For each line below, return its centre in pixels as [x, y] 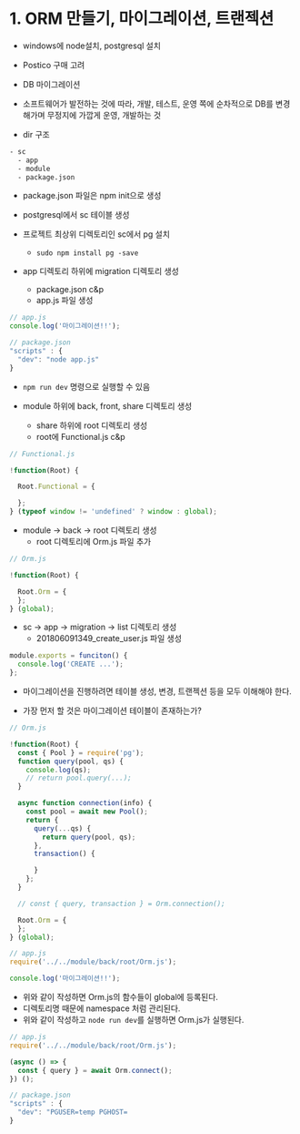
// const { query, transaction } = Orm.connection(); [121, 904]
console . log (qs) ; [59, 770]
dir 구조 [36, 134]
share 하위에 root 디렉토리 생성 [92, 425]
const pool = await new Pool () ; [87, 812]
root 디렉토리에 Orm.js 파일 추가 [94, 542]
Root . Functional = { [56, 487]
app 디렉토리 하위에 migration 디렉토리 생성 [100, 271]
